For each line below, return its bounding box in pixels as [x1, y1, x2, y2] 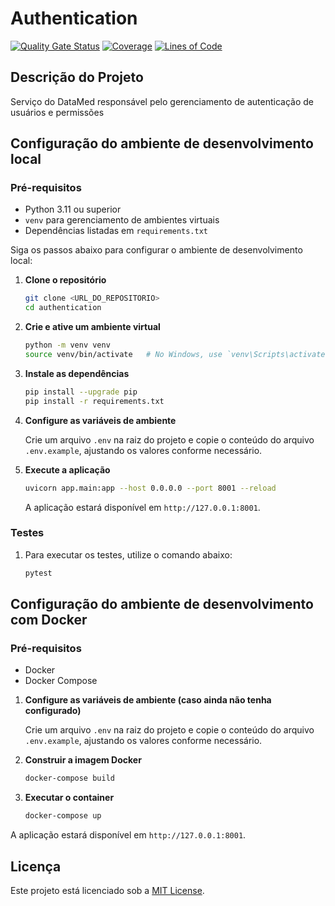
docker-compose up [24, 811, 102, 821]
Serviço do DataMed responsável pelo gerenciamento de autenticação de [10, 95, 314, 107]
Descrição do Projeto [10, 69, 144, 86]
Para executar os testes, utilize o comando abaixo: [24, 548, 233, 561]
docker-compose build [24, 773, 115, 784]
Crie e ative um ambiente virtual [24, 321, 161, 333]
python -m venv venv [24, 340, 111, 351]
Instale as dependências [24, 367, 130, 379]
